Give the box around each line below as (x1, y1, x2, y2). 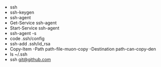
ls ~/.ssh (9, 51, 28, 57)
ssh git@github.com (9, 57, 51, 62)
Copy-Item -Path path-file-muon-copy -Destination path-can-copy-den (9, 46, 156, 52)
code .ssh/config (9, 35, 45, 41)
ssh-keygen (9, 9, 35, 15)
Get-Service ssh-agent (9, 20, 57, 26)
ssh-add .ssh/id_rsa (9, 41, 51, 46)
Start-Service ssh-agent (9, 25, 59, 31)
